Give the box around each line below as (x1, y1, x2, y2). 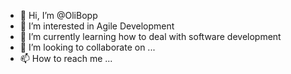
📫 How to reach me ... (19, 53, 113, 64)
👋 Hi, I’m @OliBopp (19, 10, 98, 21)
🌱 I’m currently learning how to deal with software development (19, 31, 282, 42)
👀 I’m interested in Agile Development (19, 20, 175, 32)
